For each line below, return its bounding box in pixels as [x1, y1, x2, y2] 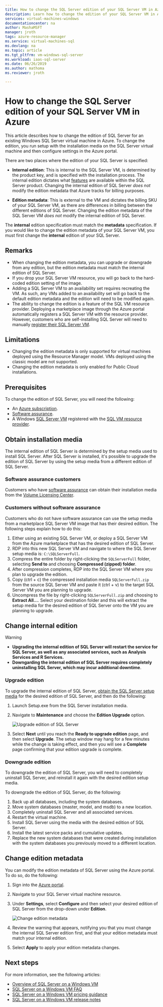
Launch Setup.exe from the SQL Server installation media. [12, 702, 128, 709]
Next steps [5, 959, 39, 967]
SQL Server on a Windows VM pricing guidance [12, 991, 108, 997]
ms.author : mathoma [5, 66, 45, 71]
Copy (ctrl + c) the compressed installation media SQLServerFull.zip [12, 577, 149, 582]
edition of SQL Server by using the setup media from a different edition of [5, 459, 152, 465]
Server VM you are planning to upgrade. [12, 587, 93, 593]
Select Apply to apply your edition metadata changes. [12, 944, 120, 950]
